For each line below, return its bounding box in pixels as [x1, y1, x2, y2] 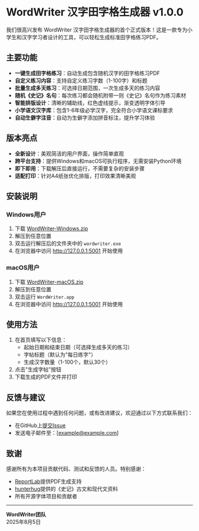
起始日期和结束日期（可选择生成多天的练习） [23, 344, 133, 351]
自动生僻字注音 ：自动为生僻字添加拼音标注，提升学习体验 [14, 114, 155, 121]
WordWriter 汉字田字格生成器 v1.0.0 [6, 5, 184, 19]
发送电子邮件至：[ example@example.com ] [14, 430, 119, 437]
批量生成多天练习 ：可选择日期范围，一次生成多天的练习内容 [14, 84, 161, 91]
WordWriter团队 [6, 511, 46, 518]
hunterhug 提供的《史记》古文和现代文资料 [14, 485, 118, 492]
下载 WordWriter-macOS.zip [14, 278, 84, 285]
